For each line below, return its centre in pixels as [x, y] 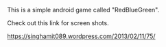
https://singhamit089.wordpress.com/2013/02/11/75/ [81, 36]
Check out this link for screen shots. [58, 23]
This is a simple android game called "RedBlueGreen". [83, 10]
